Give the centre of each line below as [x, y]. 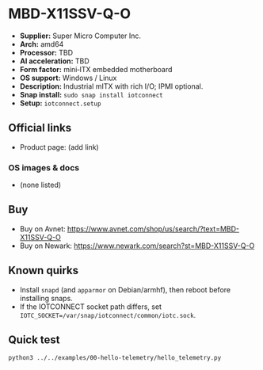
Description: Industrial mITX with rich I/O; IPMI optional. [111, 86]
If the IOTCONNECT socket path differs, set [91, 307]
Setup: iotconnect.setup [60, 103]
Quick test [34, 340]
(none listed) [40, 185]
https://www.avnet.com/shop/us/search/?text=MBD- [153, 229]
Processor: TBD [46, 52]
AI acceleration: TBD [54, 61]
